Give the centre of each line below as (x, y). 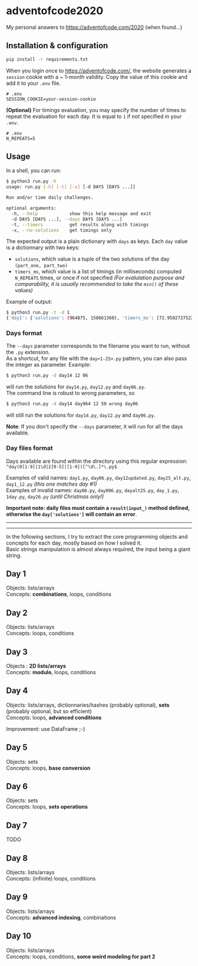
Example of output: (29, 302)
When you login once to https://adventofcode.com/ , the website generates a (99, 70)
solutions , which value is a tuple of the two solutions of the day (92, 259)
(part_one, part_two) (41, 266)
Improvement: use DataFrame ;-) (46, 728)
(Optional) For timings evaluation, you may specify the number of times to (96, 110)
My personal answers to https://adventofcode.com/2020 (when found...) (94, 27)
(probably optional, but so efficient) (49, 711)
